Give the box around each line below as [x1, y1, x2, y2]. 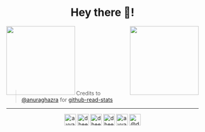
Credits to [76, 89, 101, 97]
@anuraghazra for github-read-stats [21, 96, 113, 103]
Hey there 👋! [70, 5, 135, 20]
